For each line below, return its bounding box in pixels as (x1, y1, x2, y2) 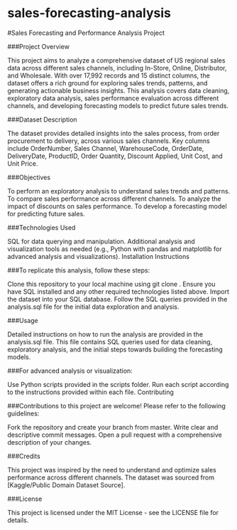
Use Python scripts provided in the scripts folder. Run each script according (7, 380, 229, 388)
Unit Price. (7, 159, 38, 168)
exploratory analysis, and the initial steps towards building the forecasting (7, 345, 224, 354)
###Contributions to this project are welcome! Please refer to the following (7, 401, 226, 410)
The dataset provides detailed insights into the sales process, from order (7, 129, 220, 137)
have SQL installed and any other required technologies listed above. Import (7, 287, 229, 296)
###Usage (7, 316, 39, 324)
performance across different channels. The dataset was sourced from (7, 473, 215, 482)
